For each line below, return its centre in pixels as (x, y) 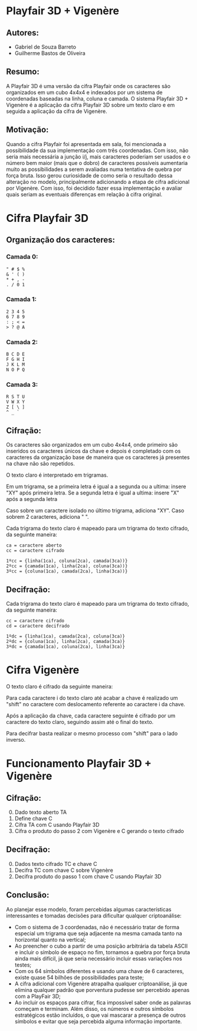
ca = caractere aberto (34, 545)
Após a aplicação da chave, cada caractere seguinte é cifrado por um (91, 715)
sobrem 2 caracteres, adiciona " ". (48, 517)
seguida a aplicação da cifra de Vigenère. (57, 111)
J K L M (16, 365)
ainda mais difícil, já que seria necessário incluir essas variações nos (98, 958)
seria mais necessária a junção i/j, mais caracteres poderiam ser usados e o (98, 156)
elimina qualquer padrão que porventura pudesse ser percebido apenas (102, 990)
